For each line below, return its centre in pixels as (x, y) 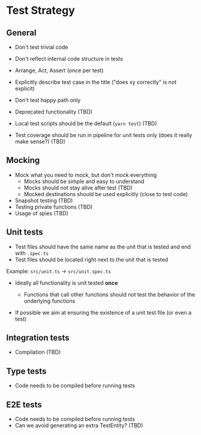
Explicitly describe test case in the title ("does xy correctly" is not (96, 82)
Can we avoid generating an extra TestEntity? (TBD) (79, 425)
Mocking (23, 160)
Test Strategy (40, 11)
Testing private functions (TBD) (54, 207)
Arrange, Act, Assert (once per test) (59, 70)
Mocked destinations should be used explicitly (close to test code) (106, 194)
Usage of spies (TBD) (42, 213)
